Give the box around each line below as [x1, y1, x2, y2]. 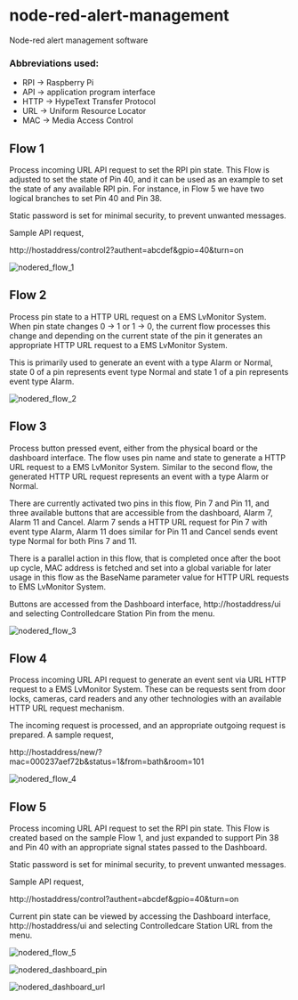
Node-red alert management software [9, 35, 149, 45]
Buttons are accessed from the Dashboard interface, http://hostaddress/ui [9, 598, 282, 609]
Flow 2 [9, 288, 47, 303]
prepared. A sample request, [9, 729, 114, 740]
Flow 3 [9, 419, 47, 435]
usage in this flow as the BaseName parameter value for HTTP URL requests [9, 572, 289, 582]
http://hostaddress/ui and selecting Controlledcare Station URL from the [9, 921, 273, 931]
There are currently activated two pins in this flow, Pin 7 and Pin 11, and [9, 498, 270, 508]
